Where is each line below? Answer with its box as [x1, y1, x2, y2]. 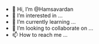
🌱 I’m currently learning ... [11, 18, 76, 25]
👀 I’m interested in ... [11, 12, 63, 19]
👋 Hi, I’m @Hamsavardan [11, 6, 74, 12]
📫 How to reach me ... [11, 32, 68, 38]
